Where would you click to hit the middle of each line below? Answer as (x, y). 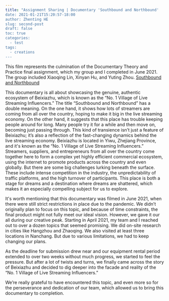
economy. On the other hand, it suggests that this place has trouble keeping (84, 119)
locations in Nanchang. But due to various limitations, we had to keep (77, 236)
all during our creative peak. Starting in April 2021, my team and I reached (82, 220)
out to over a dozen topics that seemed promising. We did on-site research (83, 225)
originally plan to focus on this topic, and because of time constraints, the (81, 209)
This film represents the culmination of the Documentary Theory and (76, 67)
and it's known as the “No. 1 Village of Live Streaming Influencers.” (74, 146)
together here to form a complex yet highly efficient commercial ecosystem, (84, 156)
